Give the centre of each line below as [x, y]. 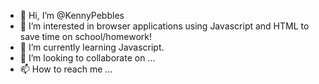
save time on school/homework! [86, 36]
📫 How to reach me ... [66, 69]
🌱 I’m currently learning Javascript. [92, 47]
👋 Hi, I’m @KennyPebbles [72, 15]
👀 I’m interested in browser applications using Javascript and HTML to [164, 26]
